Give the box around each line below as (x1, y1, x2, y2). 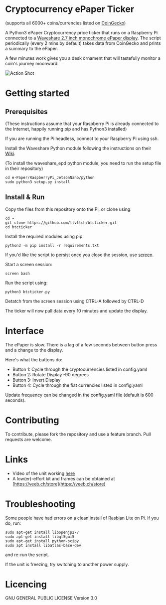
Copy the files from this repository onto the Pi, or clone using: (5, 206, 132, 212)
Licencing (5, 579, 47, 590)
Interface (5, 325, 44, 336)
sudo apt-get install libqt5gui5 (5, 534, 75, 539)
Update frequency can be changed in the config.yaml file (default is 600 (5, 392, 154, 398)
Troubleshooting (5, 498, 76, 509)
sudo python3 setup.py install (5, 179, 70, 184)
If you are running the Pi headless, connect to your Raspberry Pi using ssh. (5, 136, 159, 142)
